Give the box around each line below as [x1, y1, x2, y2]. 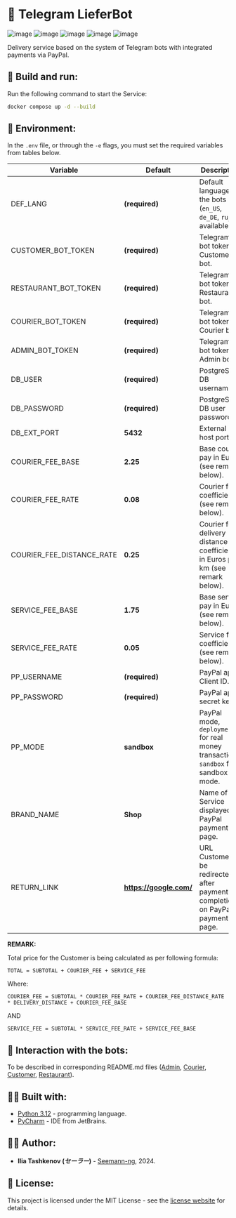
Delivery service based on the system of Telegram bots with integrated [7, 43, 213, 51]
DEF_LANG [11, 199, 47, 209]
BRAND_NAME [11, 810, 60, 820]
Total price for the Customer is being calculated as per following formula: [7, 954, 219, 962]
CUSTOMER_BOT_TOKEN [11, 246, 95, 256]
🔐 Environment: [7, 123, 76, 135]
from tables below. [7, 149, 61, 157]
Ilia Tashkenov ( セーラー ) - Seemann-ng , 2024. [17, 1156, 156, 1165]
